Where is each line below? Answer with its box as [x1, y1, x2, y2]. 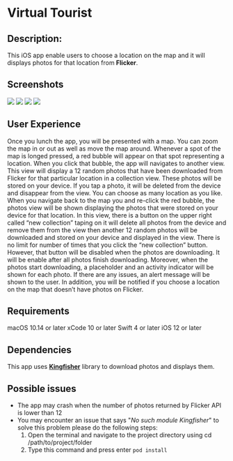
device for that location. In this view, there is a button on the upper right [7, 211, 212, 219]
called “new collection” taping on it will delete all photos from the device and [7, 218, 227, 227]
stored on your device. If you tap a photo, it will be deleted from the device [7, 181, 221, 190]
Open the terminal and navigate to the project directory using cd [27, 431, 212, 439]
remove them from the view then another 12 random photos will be [7, 225, 198, 234]
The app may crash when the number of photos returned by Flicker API [17, 401, 222, 409]
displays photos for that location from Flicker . [7, 59, 138, 67]
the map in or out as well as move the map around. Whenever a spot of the [7, 144, 221, 153]
